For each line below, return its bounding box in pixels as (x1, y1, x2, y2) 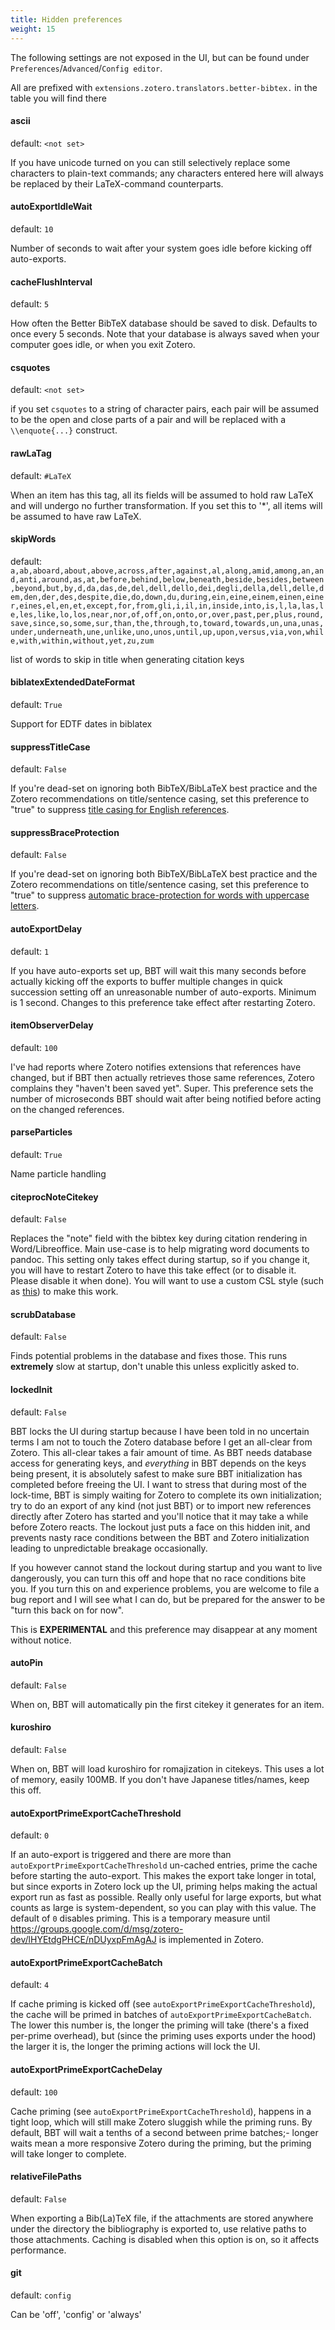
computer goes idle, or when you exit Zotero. (10, 339, 196, 351)
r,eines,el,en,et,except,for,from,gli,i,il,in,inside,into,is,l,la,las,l (10, 601, 325, 611)
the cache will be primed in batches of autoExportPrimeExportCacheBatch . (10, 2009, 312, 2021)
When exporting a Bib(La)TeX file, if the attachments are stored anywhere (10, 2212, 314, 2224)
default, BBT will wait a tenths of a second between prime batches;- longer (10, 2126, 319, 2138)
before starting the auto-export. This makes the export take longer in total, (10, 1870, 317, 1882)
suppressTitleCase (10, 741, 91, 753)
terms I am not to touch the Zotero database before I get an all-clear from (10, 1436, 313, 1448)
